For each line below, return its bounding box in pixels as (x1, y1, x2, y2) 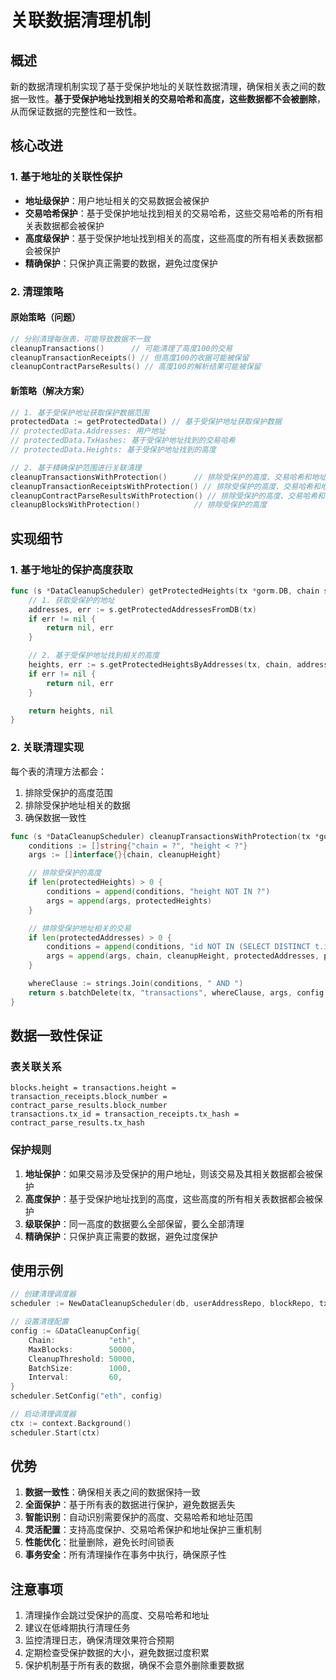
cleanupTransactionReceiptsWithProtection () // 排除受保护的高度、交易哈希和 (10, 481, 321, 491)
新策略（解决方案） (10, 384, 90, 396)
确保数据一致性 (24, 811, 87, 823)
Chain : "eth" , (28, 1335, 137, 1345)
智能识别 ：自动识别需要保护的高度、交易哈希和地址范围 (24, 1511, 253, 1523)
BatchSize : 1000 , (28, 1363, 132, 1373)
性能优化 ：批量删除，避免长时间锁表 (24, 1536, 175, 1548)
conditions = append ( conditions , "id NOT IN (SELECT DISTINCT (46, 942, 311, 952)
